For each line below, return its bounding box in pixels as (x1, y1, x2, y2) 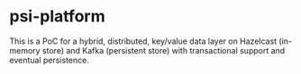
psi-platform (9, 6, 105, 27)
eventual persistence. (9, 54, 90, 65)
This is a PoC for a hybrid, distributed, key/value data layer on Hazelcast (9, 36, 278, 46)
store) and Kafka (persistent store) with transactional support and (41, 45, 286, 55)
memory (9, 45, 41, 55)
